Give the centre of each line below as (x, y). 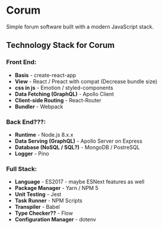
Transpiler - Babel (37, 207)
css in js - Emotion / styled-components (64, 88)
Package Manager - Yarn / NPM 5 (57, 188)
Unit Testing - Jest (38, 194)
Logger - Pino (32, 153)
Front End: (21, 62)
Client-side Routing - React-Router (58, 100)
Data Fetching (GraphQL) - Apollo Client (64, 94)
